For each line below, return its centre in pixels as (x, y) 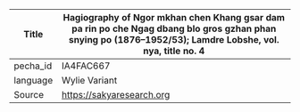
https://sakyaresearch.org (116, 95)
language (33, 80)
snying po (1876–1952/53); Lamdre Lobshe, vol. (174, 40)
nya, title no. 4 (174, 51)
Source (29, 95)
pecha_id (33, 66)
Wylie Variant (89, 80)
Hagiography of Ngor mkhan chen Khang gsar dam (174, 17)
